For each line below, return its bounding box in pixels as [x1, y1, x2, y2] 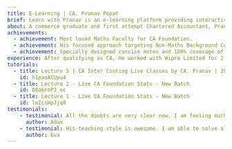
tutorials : [7, 61, 39, 68]
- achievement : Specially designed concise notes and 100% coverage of [13, 49, 224, 56]
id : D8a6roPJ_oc [19, 87, 67, 93]
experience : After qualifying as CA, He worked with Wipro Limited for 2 [7, 55, 224, 62]
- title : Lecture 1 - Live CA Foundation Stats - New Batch [13, 93, 190, 100]
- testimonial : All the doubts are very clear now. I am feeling [19, 112, 212, 119]
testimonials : [7, 106, 48, 113]
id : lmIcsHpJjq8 [19, 100, 67, 106]
